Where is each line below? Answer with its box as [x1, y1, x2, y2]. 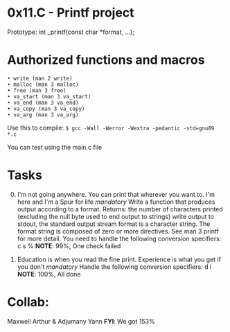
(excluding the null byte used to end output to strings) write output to [17, 212, 215, 220]
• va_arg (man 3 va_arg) [7, 111, 79, 119]
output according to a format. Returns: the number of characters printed [17, 204, 223, 213]
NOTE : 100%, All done [17, 270, 81, 278]
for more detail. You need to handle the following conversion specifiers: [17, 234, 222, 243]
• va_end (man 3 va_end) [7, 99, 79, 106]
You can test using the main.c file [7, 143, 103, 151]
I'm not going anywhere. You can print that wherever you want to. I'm [17, 190, 215, 198]
